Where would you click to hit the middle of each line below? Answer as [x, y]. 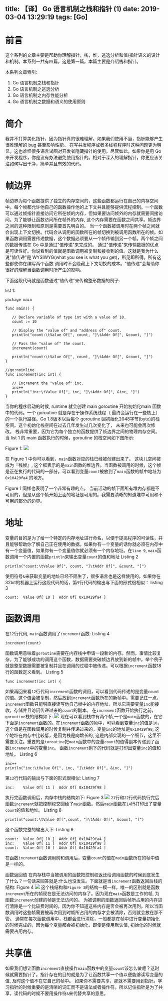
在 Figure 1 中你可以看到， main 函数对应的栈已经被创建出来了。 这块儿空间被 [83, 459]
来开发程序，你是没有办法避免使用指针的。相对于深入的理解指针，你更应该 [82, 158]
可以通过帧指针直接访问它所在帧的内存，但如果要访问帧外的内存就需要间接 [82, 213]
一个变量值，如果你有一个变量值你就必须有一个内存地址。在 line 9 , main [83, 550]
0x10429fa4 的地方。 [26, 478]
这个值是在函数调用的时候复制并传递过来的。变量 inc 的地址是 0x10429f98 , [79, 729]
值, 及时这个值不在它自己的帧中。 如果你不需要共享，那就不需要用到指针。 [81, 981]
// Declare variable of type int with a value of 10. [69, 317]
